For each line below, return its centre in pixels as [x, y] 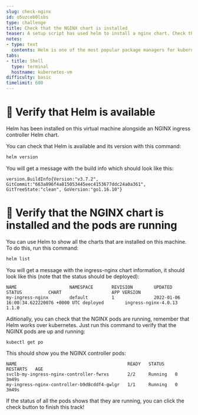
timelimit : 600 [25, 83]
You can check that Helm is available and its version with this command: [94, 146]
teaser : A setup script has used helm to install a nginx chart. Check [96, 34]
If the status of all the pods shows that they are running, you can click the [95, 401]
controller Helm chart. [33, 135]
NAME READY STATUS [85, 364]
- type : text [22, 45]
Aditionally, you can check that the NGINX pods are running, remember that [98, 319]
